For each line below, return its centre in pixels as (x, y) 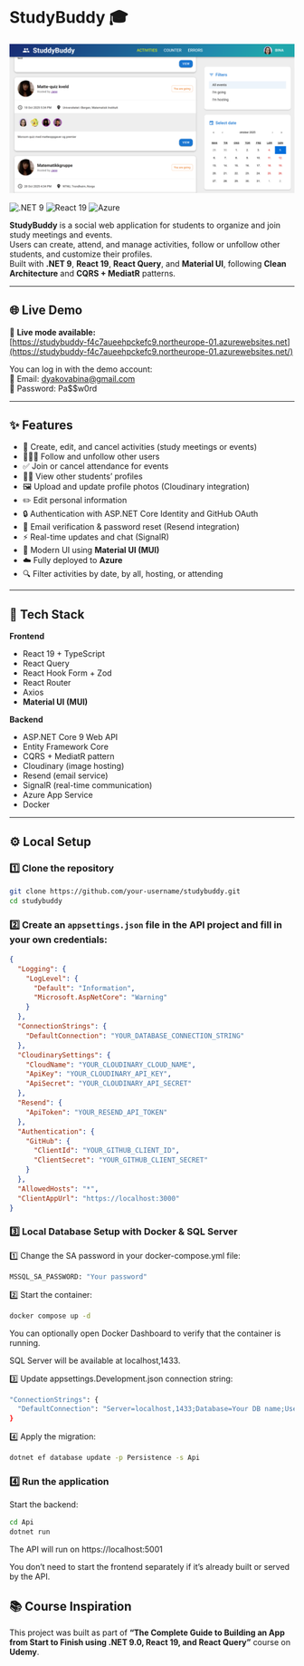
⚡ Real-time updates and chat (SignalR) (96, 537)
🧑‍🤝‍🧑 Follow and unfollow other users (91, 457)
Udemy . (24, 1651)
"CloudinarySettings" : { (64, 1055)
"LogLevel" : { (52, 979)
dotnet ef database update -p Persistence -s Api (105, 1458)
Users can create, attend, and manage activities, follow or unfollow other (145, 244)
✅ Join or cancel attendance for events (95, 466)
